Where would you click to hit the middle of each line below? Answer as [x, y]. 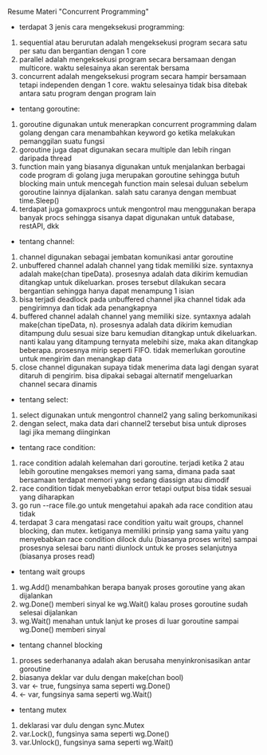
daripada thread [45, 158]
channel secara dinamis [58, 384]
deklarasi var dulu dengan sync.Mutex [82, 725]
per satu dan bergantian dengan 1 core [82, 51]
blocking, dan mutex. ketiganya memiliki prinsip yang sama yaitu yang [133, 531]
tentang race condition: [57, 447]
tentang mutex [43, 710]
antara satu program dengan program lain [87, 93]
